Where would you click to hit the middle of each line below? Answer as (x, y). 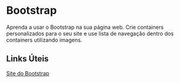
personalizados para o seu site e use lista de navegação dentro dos (90, 33)
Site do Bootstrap (28, 73)
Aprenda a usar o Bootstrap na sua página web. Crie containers (85, 27)
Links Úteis (28, 59)
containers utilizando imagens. (44, 40)
